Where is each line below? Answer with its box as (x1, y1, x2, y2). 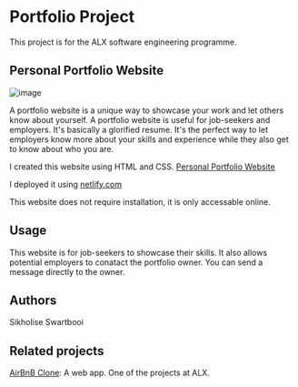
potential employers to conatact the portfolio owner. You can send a (9, 257, 263, 268)
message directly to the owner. (9, 266, 125, 277)
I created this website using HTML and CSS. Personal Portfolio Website (9, 161, 275, 172)
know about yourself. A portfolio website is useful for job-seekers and (9, 114, 271, 125)
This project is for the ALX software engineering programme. (9, 36, 237, 47)
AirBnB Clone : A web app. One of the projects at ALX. (9, 367, 211, 379)
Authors (9, 292, 57, 308)
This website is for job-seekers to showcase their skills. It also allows (9, 247, 268, 258)
